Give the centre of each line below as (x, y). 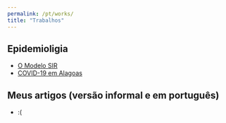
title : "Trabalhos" (36, 20)
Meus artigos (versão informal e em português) (113, 95)
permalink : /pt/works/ (40, 14)
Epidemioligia (38, 49)
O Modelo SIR (37, 66)
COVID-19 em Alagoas (50, 73)
